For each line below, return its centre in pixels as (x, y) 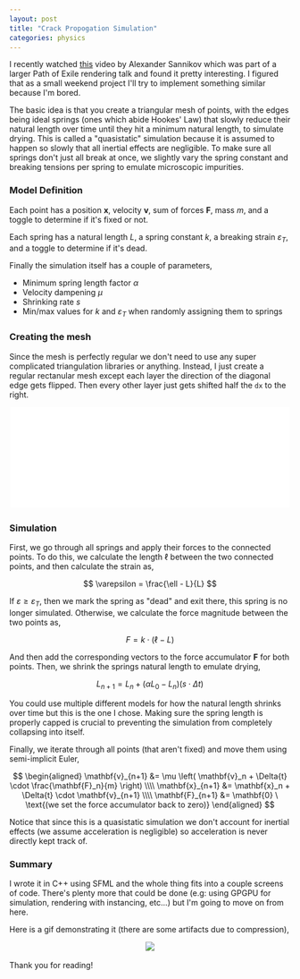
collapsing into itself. (47, 732)
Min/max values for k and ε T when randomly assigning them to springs (152, 313)
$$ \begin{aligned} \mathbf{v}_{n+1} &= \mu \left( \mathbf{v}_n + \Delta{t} (150, 776)
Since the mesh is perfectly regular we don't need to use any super (133, 356)
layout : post (33, 19)
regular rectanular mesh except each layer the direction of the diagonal (140, 375)
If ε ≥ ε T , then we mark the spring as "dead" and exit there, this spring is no (149, 602)
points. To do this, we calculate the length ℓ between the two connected (142, 557)
